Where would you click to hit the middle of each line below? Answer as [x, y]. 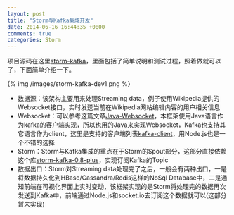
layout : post [26, 14]
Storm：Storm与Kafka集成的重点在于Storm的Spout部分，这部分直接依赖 [122, 152]
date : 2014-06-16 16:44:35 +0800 [56, 27]
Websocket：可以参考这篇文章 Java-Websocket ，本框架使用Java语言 [117, 116]
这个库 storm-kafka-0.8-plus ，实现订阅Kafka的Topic [93, 160]
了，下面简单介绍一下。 [41, 70]
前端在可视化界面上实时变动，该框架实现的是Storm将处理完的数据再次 [125, 187]
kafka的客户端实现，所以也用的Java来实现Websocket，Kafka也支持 [122, 125]
